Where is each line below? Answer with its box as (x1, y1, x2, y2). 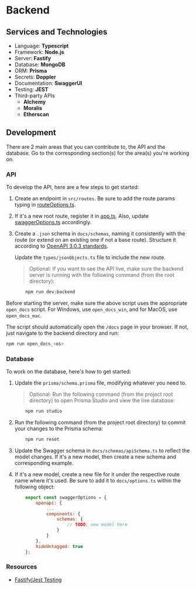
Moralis (23, 105, 43, 111)
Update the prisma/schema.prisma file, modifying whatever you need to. (14, 379, 187, 386)
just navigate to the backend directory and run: (6, 329, 119, 337)
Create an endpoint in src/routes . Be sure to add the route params (14, 195, 176, 202)
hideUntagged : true (36, 543, 83, 549)
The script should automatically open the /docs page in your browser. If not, (6, 323, 189, 330)
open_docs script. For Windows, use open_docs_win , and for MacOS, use (6, 306, 177, 313)
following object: (14, 483, 55, 490)
